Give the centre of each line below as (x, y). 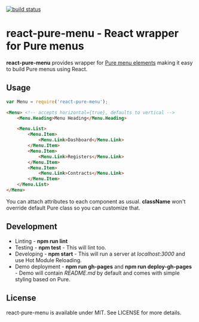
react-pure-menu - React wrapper (93, 34)
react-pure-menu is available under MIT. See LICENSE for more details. (94, 312)
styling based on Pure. (42, 279)
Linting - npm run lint (41, 241)
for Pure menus (45, 46)
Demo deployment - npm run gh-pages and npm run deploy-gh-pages (103, 266)
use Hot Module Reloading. (48, 260)
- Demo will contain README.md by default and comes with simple (97, 273)
